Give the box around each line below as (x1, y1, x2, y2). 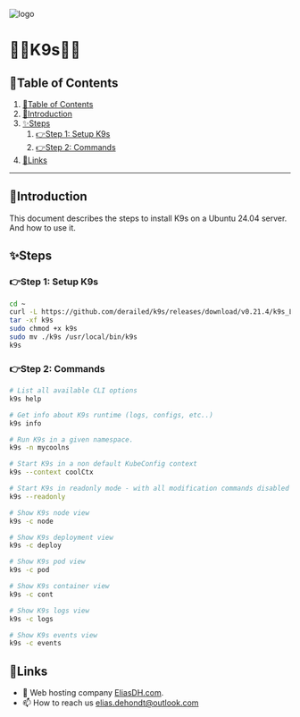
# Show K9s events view (9, 630, 98, 639)
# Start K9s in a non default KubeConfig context (9, 460, 198, 468)
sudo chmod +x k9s (9, 325, 78, 333)
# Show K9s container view (9, 582, 110, 591)
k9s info (9, 418, 42, 428)
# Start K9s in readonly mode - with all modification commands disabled (9, 484, 290, 493)
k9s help (9, 394, 42, 403)
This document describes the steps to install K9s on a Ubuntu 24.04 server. (9, 213, 287, 224)
